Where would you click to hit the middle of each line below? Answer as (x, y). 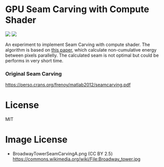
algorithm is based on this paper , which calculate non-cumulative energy (81, 50)
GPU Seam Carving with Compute (77, 9)
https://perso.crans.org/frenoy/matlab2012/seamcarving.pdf (68, 85)
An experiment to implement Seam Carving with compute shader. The (78, 45)
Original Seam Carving (34, 73)
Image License (37, 140)
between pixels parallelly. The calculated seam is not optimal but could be (82, 55)
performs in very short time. (34, 60)
